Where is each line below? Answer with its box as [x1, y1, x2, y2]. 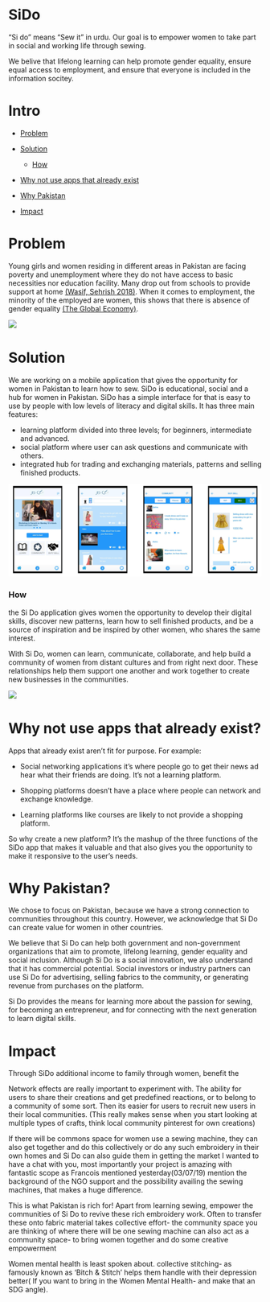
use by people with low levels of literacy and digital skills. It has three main [8, 401, 255, 410]
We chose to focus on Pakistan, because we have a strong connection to [8, 905, 250, 915]
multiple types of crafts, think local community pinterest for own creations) [8, 1119, 256, 1128]
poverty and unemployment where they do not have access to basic [8, 270, 234, 279]
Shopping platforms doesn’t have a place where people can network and [19, 785, 261, 795]
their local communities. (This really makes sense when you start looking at [8, 1110, 258, 1119]
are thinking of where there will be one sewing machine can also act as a [8, 1226, 249, 1236]
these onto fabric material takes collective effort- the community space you [8, 1218, 259, 1228]
